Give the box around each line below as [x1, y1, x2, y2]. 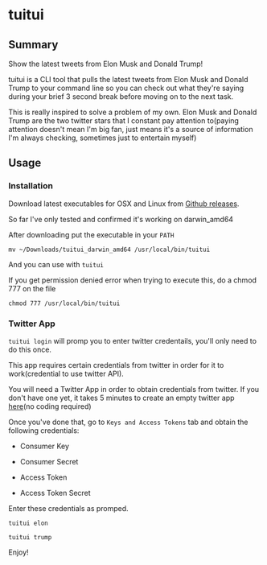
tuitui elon [8, 519, 48, 527]
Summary [8, 38, 59, 52]
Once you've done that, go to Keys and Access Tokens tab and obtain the [8, 417, 249, 427]
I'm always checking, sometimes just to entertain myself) [8, 133, 197, 142]
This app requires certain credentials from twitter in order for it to [8, 360, 224, 369]
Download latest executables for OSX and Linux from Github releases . [8, 199, 240, 208]
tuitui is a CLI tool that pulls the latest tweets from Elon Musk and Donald [8, 75, 249, 84]
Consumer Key [19, 441, 70, 451]
